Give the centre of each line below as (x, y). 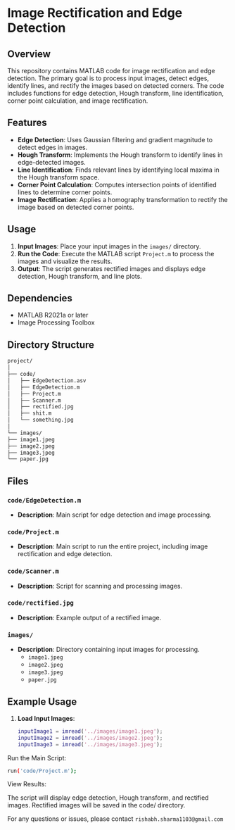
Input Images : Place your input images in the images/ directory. (109, 246)
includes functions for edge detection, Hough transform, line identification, (115, 93)
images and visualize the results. (65, 261)
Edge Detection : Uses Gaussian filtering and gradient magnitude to (115, 139)
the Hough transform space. (58, 177)
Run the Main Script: (37, 757)
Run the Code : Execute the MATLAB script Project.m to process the (116, 253)
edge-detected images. (51, 162)
